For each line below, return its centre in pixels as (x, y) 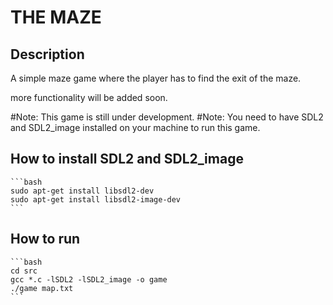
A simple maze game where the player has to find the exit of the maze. (156, 78)
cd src (24, 271)
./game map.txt (42, 288)
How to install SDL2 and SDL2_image (127, 159)
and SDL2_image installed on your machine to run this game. (135, 127)
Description (47, 54)
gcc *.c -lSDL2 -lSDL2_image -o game (89, 279)
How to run (45, 239)
